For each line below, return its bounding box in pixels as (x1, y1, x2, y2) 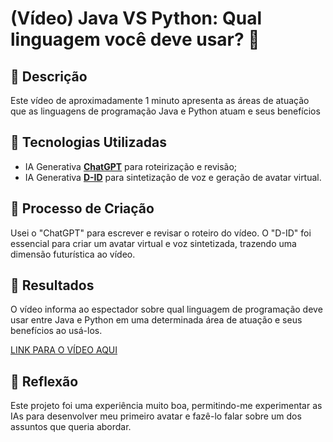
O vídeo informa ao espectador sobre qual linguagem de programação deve (10, 303, 323, 316)
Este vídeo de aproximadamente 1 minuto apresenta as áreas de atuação (10, 95, 310, 106)
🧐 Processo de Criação (10, 200, 155, 217)
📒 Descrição (10, 68, 88, 85)
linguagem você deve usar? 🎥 (10, 28, 260, 51)
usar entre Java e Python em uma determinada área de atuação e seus (10, 314, 303, 326)
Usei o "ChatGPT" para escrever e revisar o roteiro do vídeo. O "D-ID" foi (10, 227, 312, 239)
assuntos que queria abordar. (10, 421, 132, 433)
